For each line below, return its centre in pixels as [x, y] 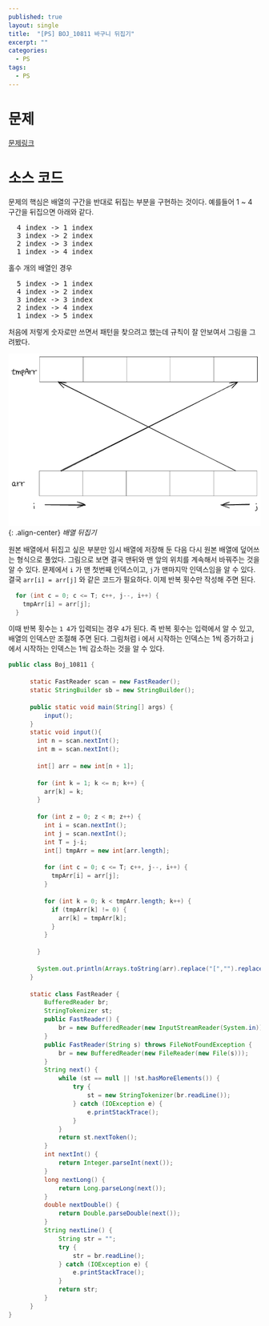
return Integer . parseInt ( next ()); [116, 1163]
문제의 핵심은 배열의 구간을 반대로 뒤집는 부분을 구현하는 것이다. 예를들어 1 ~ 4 [130, 202]
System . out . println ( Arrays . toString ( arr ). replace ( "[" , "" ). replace [150, 968]
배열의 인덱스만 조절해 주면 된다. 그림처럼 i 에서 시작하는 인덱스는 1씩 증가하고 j [131, 639]
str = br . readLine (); [109, 1256]
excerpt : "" [28, 42]
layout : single [34, 25]
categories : [28, 51]
